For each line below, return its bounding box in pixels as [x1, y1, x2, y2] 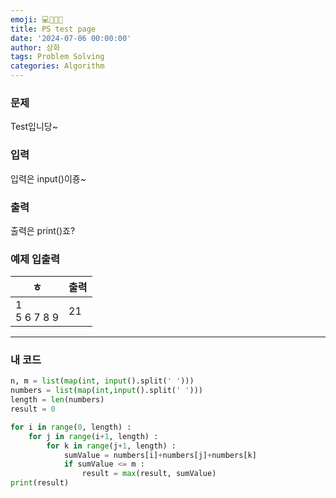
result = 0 [10, 404, 56, 415]
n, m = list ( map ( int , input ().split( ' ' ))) [10, 376, 195, 386]
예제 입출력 [10, 252, 61, 266]
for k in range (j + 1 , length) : [46, 441, 177, 451]
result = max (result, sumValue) [81, 469, 217, 479]
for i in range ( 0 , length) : [10, 422, 132, 432]
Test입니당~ [10, 121, 58, 133]
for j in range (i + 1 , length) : [28, 431, 159, 441]
